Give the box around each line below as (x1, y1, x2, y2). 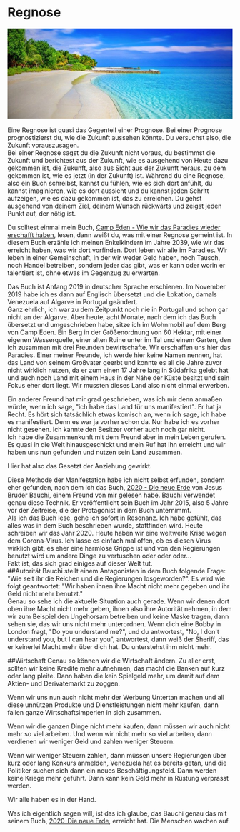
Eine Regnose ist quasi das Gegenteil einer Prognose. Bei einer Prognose (7, 126, 223, 134)
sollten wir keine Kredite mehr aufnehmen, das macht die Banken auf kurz (7, 663, 225, 672)
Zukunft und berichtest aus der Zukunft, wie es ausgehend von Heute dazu (7, 156, 229, 164)
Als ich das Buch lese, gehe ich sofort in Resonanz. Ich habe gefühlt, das (7, 513, 222, 522)
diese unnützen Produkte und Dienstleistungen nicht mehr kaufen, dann (7, 701, 219, 709)
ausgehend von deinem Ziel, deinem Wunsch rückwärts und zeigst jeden (7, 201, 222, 210)
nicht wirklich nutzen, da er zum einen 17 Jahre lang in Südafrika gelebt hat (7, 366, 229, 374)
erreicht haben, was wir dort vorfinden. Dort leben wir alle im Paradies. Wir (7, 246, 228, 254)
